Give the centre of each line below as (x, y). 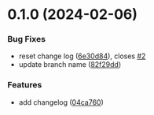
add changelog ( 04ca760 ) (61, 102)
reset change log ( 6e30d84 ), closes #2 (82, 56)
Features (25, 85)
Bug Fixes (27, 39)
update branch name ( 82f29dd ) (70, 65)
